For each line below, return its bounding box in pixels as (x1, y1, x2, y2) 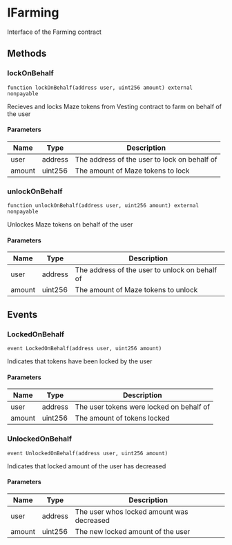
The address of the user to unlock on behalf (75, 265, 217, 275)
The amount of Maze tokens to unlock (75, 285, 198, 295)
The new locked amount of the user (75, 526, 191, 536)
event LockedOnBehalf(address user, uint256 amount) (7, 345, 162, 352)
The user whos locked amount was (75, 506, 188, 516)
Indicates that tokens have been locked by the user (7, 357, 153, 365)
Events (7, 309, 38, 321)
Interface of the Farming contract (7, 28, 102, 36)
